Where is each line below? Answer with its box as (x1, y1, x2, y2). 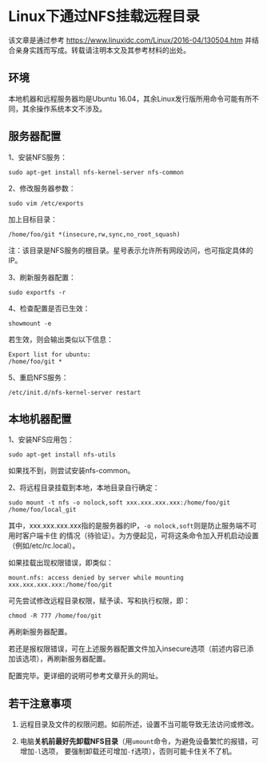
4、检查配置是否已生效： (8, 303, 90, 313)
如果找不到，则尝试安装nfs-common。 (8, 466, 135, 476)
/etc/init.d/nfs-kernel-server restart (8, 388, 141, 396)
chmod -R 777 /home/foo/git (8, 612, 102, 620)
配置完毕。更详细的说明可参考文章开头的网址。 (8, 671, 162, 681)
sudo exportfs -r (8, 288, 66, 296)
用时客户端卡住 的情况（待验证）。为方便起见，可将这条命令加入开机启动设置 (8, 531, 259, 540)
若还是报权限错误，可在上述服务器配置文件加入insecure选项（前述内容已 (8, 644, 247, 653)
